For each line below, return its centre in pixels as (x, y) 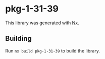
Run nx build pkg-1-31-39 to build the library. (52, 50)
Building (18, 39)
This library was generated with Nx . (42, 23)
